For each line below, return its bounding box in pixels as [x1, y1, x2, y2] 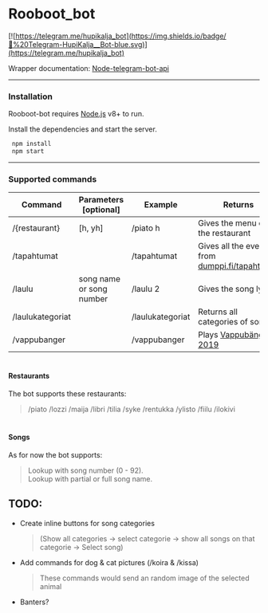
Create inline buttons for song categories [19, 518, 156, 528]
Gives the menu [198, 218, 257, 229]
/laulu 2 [131, 284, 160, 295]
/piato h [131, 222, 161, 234]
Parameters [78, 195, 124, 206]
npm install [11, 140, 52, 148]
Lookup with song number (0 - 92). [27, 466, 144, 475]
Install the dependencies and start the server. [8, 124, 157, 134]
